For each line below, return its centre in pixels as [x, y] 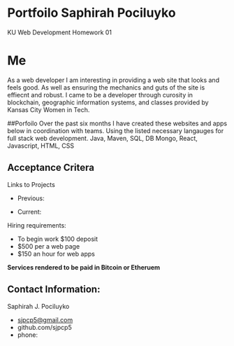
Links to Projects [31, 184]
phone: [28, 335]
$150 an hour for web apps [56, 254]
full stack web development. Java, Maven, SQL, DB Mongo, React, [102, 138]
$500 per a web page [49, 246]
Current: [29, 212]
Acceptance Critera [51, 168]
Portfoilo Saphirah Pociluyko [92, 13]
